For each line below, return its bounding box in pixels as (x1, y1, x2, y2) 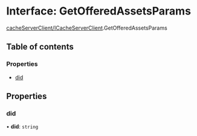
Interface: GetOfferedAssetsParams (6, 4, 192, 18)
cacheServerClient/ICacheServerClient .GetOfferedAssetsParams (6, 24, 167, 31)
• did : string (6, 123, 39, 131)
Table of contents (6, 42, 74, 52)
